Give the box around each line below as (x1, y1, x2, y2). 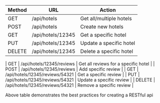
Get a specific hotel (80, 31, 127, 38)
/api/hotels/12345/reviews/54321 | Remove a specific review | (5, 82, 134, 88)
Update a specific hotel (80, 40, 135, 46)
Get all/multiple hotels (80, 15, 132, 22)
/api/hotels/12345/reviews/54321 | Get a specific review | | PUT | (5, 72, 140, 77)
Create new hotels (80, 23, 124, 30)
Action (99, 7, 116, 13)
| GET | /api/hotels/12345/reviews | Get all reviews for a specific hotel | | (5, 61, 155, 67)
